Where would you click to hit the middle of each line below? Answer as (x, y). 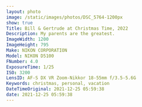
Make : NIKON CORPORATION (37, 51)
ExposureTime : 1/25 (30, 67)
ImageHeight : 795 (28, 45)
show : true (20, 23)
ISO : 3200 (18, 73)
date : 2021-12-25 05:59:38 (39, 95)
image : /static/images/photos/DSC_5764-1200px (64, 17)
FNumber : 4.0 (22, 61)
